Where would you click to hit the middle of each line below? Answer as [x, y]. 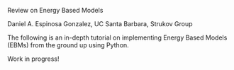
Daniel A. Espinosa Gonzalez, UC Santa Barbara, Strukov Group [100, 24]
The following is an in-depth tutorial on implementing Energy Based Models [117, 37]
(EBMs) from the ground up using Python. [68, 45]
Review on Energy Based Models [55, 10]
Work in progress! [33, 59]
